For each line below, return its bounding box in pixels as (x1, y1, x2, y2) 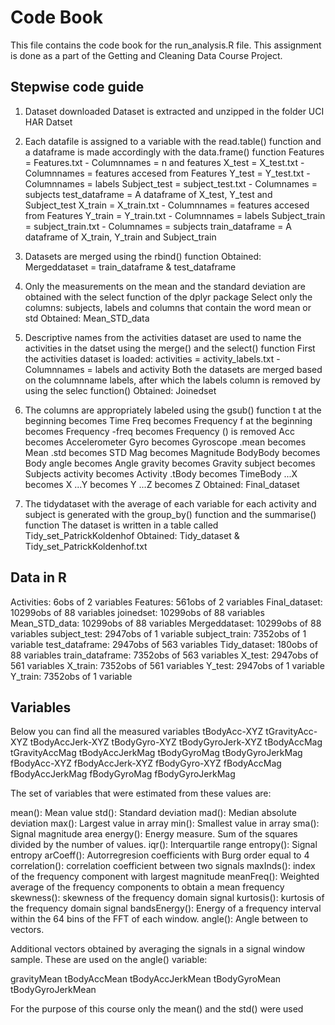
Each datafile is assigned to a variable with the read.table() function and (24, 135, 322, 147)
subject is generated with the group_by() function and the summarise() (24, 508, 317, 520)
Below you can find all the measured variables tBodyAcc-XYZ (10, 726, 264, 738)
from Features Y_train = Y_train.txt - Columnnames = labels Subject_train (24, 209, 326, 221)
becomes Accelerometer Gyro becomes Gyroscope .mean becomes (24, 436, 307, 448)
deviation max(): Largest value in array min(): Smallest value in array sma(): (10, 817, 320, 830)
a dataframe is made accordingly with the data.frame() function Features (24, 146, 325, 158)
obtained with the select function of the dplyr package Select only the (24, 291, 313, 303)
